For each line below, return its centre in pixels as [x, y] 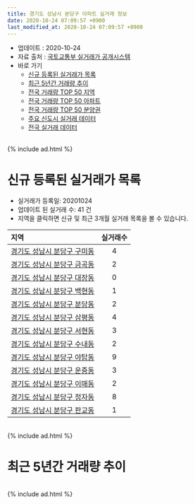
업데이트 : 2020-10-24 [49, 48]
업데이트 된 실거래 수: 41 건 [54, 210]
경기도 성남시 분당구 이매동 [53, 384]
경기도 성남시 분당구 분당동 [53, 305]
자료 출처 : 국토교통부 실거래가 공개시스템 [74, 57]
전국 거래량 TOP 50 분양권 [64, 110]
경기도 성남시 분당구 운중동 [53, 370]
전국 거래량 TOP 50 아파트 [64, 101]
